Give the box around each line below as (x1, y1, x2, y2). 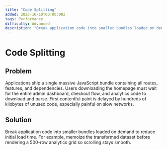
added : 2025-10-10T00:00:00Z (5, 12, 66, 17)
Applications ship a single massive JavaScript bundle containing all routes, (5, 80, 158, 86)
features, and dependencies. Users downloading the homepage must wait (5, 85, 157, 91)
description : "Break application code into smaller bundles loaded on (5, 26, 155, 31)
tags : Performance (5, 16, 43, 21)
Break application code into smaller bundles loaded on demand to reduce (5, 129, 156, 135)
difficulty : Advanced (5, 21, 50, 26)
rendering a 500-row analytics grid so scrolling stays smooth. (5, 139, 132, 145)
